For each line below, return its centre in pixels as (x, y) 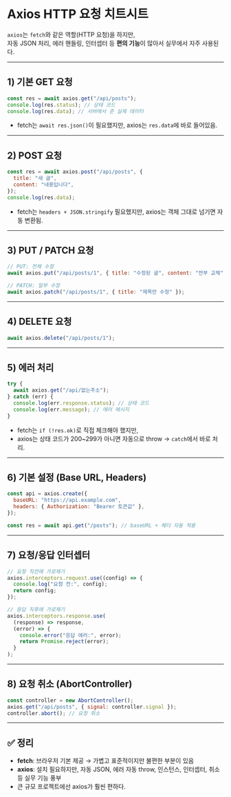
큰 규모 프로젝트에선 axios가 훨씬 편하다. (71, 787)
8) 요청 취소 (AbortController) (70, 684)
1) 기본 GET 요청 (40, 82)
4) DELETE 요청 (40, 322)
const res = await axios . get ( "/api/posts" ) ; (72, 98)
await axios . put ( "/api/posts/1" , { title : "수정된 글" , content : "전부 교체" (115, 273)
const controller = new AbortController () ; (70, 700)
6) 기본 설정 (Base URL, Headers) (77, 477)
